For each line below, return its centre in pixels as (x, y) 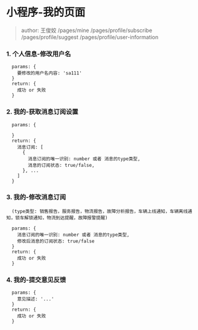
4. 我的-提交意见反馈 (36, 280)
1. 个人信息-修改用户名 (39, 54)
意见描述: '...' (36, 299)
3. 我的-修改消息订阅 (36, 197)
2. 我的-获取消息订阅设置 (42, 112)
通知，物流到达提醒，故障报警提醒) (70, 218)
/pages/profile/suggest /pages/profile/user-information (90, 37)
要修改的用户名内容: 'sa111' (50, 73)
